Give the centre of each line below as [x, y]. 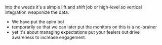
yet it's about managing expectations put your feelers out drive [76, 32]
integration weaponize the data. [37, 12]
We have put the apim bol [38, 22]
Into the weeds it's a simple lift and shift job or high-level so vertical [73, 7]
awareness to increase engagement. [49, 37]
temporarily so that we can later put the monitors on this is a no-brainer [84, 27]
